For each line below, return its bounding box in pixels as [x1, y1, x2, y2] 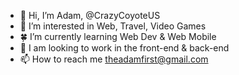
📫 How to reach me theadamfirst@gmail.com [19, 53, 209, 65]
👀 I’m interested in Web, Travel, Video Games [19, 20, 207, 32]
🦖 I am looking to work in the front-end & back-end [19, 42, 230, 54]
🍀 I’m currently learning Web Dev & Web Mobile [19, 31, 217, 42]
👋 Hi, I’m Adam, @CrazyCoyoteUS [19, 10, 161, 21]
